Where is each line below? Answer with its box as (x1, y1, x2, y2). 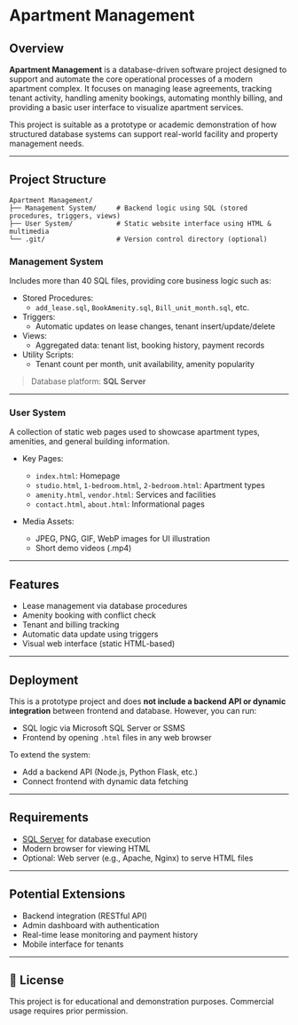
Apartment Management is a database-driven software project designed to (9, 64, 287, 75)
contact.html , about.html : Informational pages (35, 499, 206, 509)
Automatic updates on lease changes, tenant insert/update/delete (35, 321, 276, 332)
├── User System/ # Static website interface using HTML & (9, 219, 272, 228)
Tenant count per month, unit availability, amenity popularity (35, 359, 255, 370)
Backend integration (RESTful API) (21, 910, 148, 921)
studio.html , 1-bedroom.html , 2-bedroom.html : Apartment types (35, 480, 266, 491)
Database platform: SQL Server (30, 376, 146, 387)
